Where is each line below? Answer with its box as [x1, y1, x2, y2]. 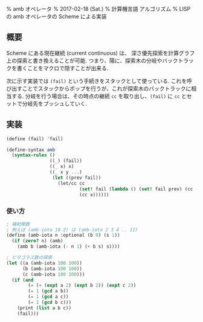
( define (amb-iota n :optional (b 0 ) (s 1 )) [6, 232, 120, 239]
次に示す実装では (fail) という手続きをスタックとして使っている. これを [6, 77, 187, 85]
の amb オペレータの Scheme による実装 [6, 13, 107, 20]
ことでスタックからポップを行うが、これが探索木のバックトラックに [22, 85, 192, 92]
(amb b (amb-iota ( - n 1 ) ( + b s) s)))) [17, 243, 120, 250]
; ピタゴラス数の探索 [6, 254, 53, 261]
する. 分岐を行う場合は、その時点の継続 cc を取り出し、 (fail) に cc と [11, 92, 187, 100]
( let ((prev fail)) [52, 175, 101, 181]
